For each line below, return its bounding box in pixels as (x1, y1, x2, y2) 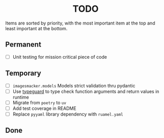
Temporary (5, 69, 42, 78)
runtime (12, 94, 30, 100)
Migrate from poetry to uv (12, 99, 66, 105)
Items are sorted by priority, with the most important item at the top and (5, 20, 155, 26)
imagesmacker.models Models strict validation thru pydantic (12, 82, 135, 88)
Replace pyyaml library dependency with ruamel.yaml (12, 111, 124, 117)
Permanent (5, 40, 42, 49)
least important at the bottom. (5, 25, 68, 31)
